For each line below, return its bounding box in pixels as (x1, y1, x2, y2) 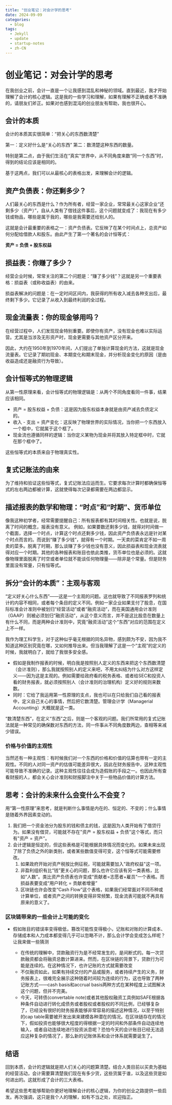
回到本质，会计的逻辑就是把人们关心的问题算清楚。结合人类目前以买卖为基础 (5, 1064, 167, 1070)
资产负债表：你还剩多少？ (5, 186, 86, 195)
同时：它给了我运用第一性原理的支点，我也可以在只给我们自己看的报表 (12, 692, 161, 698)
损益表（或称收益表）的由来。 (14, 280, 77, 285)
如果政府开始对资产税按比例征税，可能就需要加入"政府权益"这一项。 (20, 861, 164, 867)
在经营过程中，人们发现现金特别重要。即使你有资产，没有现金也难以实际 (5, 327, 158, 333)
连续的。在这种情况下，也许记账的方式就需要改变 (29, 963, 133, 969)
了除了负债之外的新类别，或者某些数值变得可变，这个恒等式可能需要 (12, 848, 157, 854)
